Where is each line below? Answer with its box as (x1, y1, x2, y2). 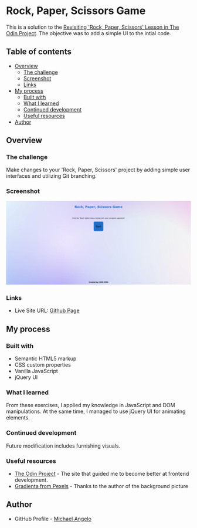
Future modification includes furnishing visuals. (6, 442, 121, 449)
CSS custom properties (14, 361, 72, 368)
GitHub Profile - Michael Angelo (14, 515, 92, 522)
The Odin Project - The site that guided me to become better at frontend (14, 470, 189, 477)
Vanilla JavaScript (14, 368, 59, 375)
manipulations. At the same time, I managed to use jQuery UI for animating (6, 408, 186, 415)
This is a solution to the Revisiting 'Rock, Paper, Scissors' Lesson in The (6, 23, 179, 31)
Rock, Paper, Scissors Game (6, 4, 146, 18)
